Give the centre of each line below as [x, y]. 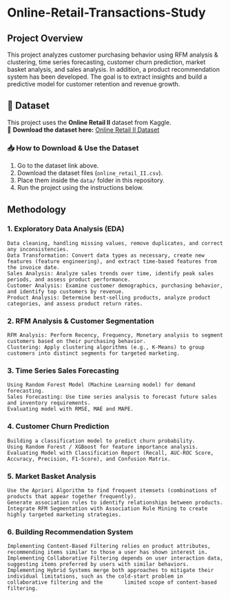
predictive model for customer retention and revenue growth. [94, 84]
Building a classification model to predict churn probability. [101, 441]
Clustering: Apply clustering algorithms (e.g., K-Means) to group [106, 347]
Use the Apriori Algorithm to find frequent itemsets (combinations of [112, 490]
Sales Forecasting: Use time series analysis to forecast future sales [112, 397]
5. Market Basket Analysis [52, 476]
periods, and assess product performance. [69, 279]
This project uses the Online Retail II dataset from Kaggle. [89, 122]
